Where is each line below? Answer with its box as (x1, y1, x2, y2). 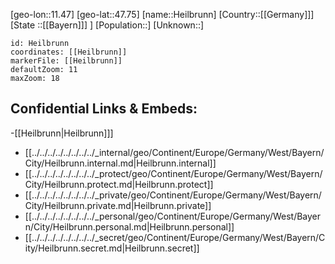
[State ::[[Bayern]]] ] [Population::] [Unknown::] (10, 19, 205, 31)
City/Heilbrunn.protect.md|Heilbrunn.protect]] (24, 178, 214, 190)
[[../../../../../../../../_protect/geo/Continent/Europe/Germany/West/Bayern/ (24, 167, 323, 179)
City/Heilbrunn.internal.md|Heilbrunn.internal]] (24, 157, 217, 169)
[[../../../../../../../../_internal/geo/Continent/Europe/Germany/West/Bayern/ (24, 146, 325, 158)
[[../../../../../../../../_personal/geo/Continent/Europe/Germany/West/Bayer (24, 210, 322, 222)
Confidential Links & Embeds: (10, 100, 198, 118)
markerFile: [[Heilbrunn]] (10, 56, 123, 66)
